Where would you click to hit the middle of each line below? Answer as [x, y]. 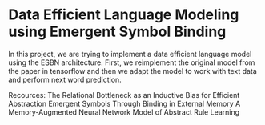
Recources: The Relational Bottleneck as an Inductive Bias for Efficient [124, 95]
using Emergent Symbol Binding [117, 32]
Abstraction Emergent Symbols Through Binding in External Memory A [124, 103]
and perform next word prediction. [65, 79]
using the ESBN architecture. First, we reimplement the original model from [132, 62]
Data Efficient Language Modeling [124, 15]
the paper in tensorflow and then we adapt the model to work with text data [133, 71]
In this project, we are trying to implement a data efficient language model [130, 54]
